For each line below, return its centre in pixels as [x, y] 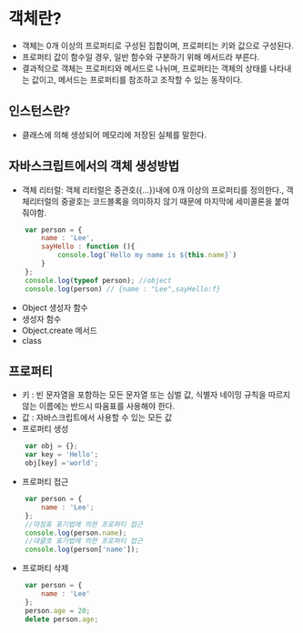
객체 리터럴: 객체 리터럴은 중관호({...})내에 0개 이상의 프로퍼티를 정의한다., [152, 190]
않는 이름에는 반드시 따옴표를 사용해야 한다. [98, 407]
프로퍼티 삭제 [45, 568]
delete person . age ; [62, 619]
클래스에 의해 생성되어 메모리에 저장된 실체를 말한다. [114, 135]
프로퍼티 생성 [45, 429]
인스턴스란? [40, 111]
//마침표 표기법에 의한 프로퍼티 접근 [84, 524]
